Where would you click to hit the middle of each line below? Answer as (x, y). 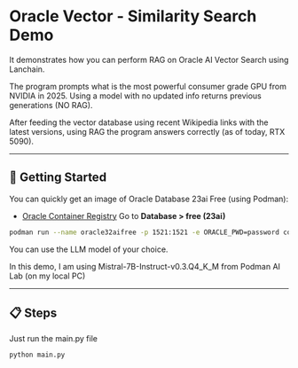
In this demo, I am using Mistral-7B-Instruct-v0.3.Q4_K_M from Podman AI (145, 266)
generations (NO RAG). (51, 105)
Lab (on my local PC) (47, 276)
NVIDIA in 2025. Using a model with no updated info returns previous (135, 96)
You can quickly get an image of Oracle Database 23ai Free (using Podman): (149, 199)
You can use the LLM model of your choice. (89, 249)
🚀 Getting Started (58, 178)
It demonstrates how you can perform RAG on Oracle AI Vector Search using (149, 59)
